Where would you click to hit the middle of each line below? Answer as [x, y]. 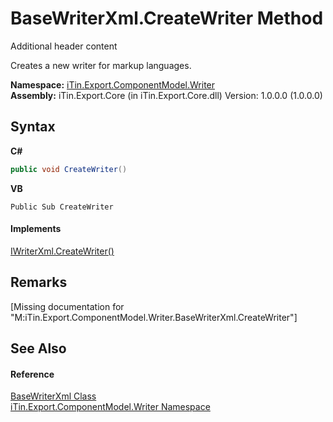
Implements [36, 229]
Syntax [33, 127]
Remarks [39, 282]
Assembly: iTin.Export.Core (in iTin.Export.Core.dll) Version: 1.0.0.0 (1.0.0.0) [166, 95]
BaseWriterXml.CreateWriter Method [167, 18]
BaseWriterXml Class [53, 396]
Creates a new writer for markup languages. [101, 65]
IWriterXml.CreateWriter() [62, 251]
